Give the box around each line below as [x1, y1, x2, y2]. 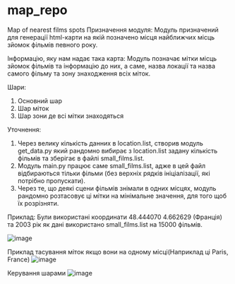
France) [7, 255, 30, 264]
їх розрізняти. [17, 199, 59, 207]
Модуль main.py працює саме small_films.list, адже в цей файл [17, 161, 206, 170]
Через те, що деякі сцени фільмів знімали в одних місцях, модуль [17, 184, 217, 192]
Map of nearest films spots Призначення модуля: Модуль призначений [7, 25, 219, 34]
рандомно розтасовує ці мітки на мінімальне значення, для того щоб [17, 191, 227, 200]
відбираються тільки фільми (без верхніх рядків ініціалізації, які [17, 169, 210, 177]
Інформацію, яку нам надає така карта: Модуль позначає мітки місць [7, 54, 217, 62]
